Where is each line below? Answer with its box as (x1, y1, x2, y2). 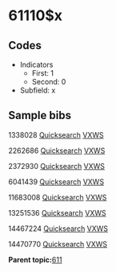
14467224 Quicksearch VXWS (8, 224, 109, 233)
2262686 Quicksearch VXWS (8, 146, 106, 155)
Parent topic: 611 (8, 254, 62, 264)
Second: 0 (31, 77, 66, 86)
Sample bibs (8, 109, 72, 122)
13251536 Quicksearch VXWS (8, 208, 106, 217)
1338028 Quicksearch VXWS (8, 130, 104, 139)
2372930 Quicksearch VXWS (8, 161, 106, 171)
